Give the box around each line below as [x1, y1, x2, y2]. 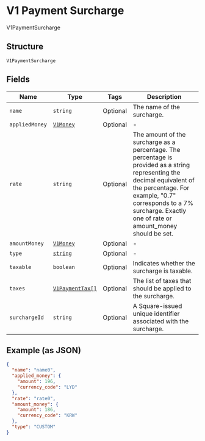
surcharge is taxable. [132, 267, 193, 275]
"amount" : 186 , [17, 407, 56, 413]
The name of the [132, 102, 181, 111]
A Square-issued [132, 301, 182, 310]
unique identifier [132, 309, 180, 318]
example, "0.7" [132, 191, 176, 199]
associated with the [132, 317, 189, 325]
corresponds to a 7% [132, 199, 194, 207]
